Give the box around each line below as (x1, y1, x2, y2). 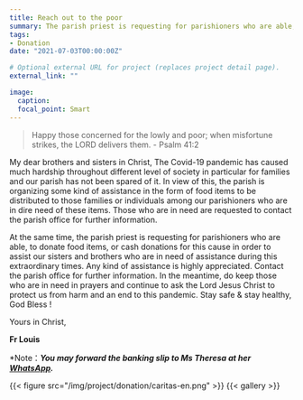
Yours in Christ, (9, 316, 67, 327)
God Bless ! (9, 299, 52, 310)
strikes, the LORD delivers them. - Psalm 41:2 (31, 139, 200, 150)
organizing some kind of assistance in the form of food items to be (9, 185, 257, 196)
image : (9, 88, 34, 97)
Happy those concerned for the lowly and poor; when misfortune (31, 129, 273, 140)
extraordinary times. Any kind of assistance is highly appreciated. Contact (9, 260, 284, 271)
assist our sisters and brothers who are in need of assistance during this (9, 250, 278, 262)
